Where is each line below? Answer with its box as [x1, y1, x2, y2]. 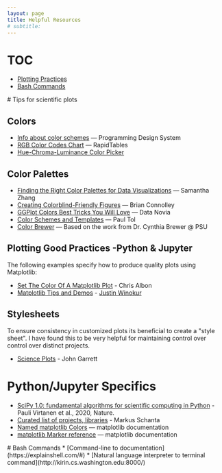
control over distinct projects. [7, 341, 90, 350]
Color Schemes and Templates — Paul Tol [16, 215, 136, 223]
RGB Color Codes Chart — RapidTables [16, 141, 128, 149]
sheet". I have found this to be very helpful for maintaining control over [7, 334, 207, 342]
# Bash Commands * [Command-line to [7, 444, 119, 452]
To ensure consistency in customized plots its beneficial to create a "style [7, 326, 215, 335]
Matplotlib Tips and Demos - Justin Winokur [16, 289, 142, 297]
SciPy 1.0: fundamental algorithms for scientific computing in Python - [16, 401, 215, 409]
